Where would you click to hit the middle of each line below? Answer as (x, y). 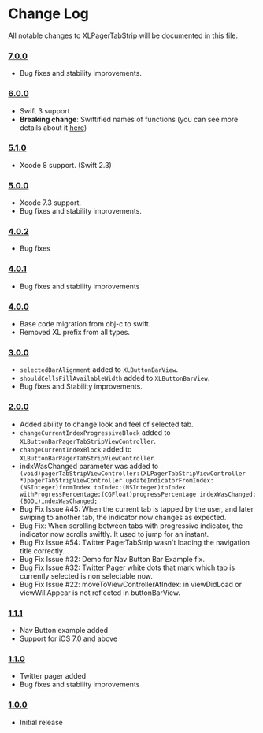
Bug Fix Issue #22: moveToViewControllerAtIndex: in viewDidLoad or (131, 584)
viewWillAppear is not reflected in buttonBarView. (100, 593)
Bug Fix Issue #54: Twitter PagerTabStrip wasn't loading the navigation (135, 542)
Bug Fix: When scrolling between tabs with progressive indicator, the (131, 526)
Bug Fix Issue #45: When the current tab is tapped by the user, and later (137, 508)
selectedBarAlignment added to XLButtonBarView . (99, 370)
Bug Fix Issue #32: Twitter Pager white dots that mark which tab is (127, 567)
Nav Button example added (64, 630)
